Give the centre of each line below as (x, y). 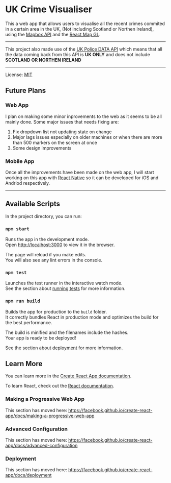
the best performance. (29, 322)
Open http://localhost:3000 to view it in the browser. (60, 245)
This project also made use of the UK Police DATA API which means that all (84, 49)
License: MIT (19, 75)
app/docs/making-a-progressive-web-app (50, 416)
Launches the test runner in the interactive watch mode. (64, 283)
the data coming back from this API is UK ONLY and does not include (78, 54)
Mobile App (20, 161)
